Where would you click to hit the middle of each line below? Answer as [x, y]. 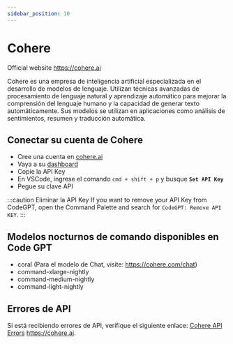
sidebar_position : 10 [39, 14]
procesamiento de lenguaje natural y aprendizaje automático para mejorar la [117, 96]
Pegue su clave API [45, 186]
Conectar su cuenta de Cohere [75, 140]
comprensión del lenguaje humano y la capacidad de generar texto [104, 103]
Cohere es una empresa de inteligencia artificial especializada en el [104, 81]
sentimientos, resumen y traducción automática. [77, 118]
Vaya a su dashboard [48, 164]
